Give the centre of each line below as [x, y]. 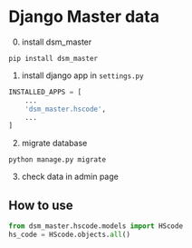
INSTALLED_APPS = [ [45, 92]
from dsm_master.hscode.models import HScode [96, 226]
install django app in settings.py [82, 75]
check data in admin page [70, 177]
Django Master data [84, 17]
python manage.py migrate [57, 160]
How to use [41, 205]
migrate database [54, 144]
